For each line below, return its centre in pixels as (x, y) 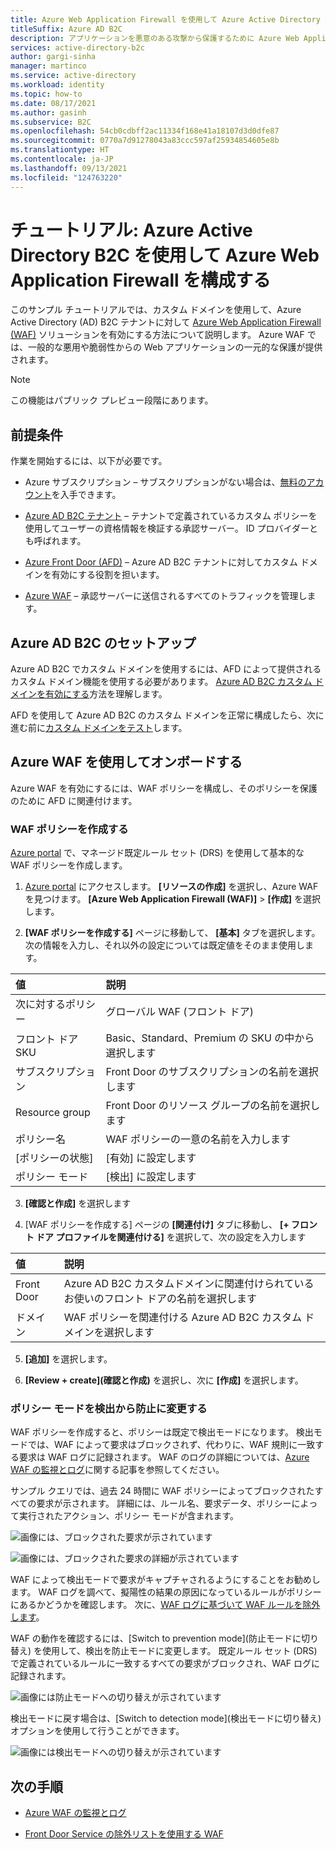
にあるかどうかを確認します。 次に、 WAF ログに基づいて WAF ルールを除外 (165, 1605)
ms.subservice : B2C (51, 122)
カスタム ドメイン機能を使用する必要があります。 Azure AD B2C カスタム (161, 682)
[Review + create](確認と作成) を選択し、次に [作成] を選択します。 (164, 1380)
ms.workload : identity (57, 85)
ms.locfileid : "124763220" (66, 177)
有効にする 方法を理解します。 (106, 694)
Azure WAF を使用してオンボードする (126, 762)
